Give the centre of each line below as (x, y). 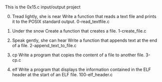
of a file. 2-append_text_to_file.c (44, 45)
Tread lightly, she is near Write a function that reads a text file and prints (84, 16)
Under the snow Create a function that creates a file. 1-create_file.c (79, 31)
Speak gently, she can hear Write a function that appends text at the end (85, 40)
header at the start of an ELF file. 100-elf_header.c (62, 74)
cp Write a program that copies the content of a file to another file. (78, 55)
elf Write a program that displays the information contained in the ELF (81, 69)
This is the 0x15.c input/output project (43, 7)
